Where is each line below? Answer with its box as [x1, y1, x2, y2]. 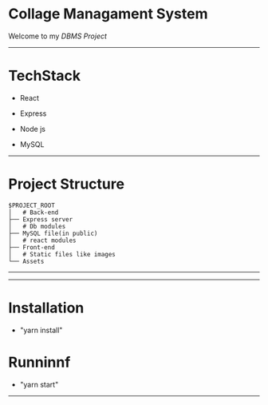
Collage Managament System [8, 5, 208, 23]
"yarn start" [19, 379, 59, 389]
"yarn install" [19, 325, 63, 335]
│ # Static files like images [8, 250, 116, 258]
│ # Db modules [8, 222, 66, 230]
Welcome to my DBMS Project [8, 31, 108, 41]
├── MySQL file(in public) [8, 229, 98, 237]
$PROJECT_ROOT [8, 201, 56, 209]
